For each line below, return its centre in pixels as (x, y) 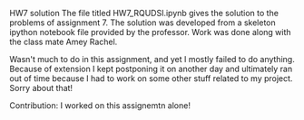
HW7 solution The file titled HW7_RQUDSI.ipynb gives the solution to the (144, 13)
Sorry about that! (41, 88)
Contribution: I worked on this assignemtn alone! (100, 106)
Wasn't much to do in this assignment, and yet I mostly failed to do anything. (152, 59)
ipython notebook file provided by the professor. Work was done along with (151, 32)
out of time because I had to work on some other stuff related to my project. (151, 78)
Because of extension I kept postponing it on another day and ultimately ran (151, 69)
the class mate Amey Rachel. (64, 42)
